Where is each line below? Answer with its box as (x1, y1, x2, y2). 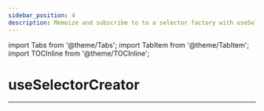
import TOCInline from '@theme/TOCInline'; (8, 48, 150, 58)
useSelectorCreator (8, 76, 140, 94)
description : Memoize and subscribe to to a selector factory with (8, 19, 234, 27)
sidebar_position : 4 (8, 11, 76, 20)
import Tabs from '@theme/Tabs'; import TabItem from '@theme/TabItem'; (8, 40, 250, 49)
